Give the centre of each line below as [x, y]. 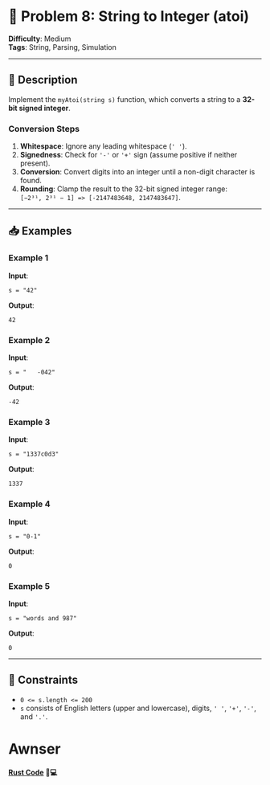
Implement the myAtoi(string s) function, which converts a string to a [125, 99]
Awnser [35, 748]
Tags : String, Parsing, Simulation [62, 47]
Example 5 [29, 586]
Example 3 [29, 422]
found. [31, 181]
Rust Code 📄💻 [33, 772]
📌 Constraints [43, 680]
